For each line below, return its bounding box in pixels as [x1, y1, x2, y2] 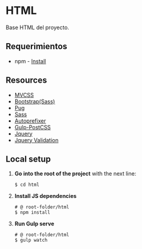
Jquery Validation [14, 136, 59, 143]
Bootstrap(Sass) [14, 98, 55, 105]
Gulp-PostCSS [14, 123, 51, 131]
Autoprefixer [14, 117, 46, 124]
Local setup [5, 154, 51, 164]
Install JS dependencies [14, 193, 77, 200]
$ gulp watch [14, 237, 48, 244]
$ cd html [14, 182, 40, 188]
